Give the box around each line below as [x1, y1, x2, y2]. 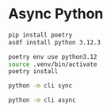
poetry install [8, 68, 59, 75]
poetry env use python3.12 [8, 52, 98, 60]
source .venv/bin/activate [8, 60, 98, 68]
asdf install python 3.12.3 [8, 38, 101, 46]
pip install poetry [8, 31, 73, 39]
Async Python [8, 5, 104, 23]
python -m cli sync [8, 82, 73, 90]
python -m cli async [8, 96, 77, 104]
